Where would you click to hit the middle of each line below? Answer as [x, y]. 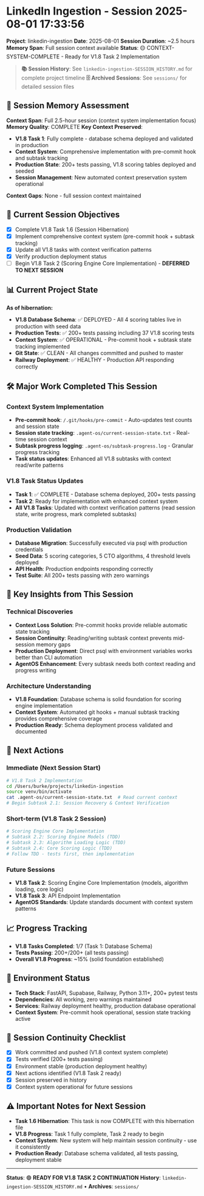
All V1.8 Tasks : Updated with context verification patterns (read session [105, 507]
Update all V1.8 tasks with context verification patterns [83, 249]
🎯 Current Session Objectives [63, 215]
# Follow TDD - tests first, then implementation [70, 854]
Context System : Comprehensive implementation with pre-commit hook [105, 151]
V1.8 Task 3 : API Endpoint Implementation [68, 896]
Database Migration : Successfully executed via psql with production [101, 543]
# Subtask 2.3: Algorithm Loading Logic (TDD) [66, 843]
